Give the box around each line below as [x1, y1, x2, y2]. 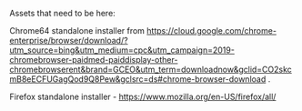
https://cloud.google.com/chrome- [146, 25, 277, 35]
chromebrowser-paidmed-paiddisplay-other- [9, 55, 178, 65]
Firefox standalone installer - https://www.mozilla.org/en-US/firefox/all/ [9, 91, 277, 102]
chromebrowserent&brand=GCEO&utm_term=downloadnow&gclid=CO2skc [9, 64, 293, 75]
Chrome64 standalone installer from [9, 25, 146, 35]
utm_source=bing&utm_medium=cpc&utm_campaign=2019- [9, 45, 235, 55]
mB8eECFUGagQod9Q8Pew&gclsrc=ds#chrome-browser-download [9, 74, 267, 85]
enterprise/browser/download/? [9, 35, 129, 45]
